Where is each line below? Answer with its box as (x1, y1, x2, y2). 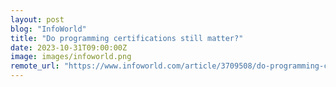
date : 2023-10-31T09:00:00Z (10, 42, 128, 53)
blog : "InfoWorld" (10, 24, 87, 34)
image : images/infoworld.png (10, 52, 132, 62)
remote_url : (10, 61, 60, 71)
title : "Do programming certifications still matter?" (10, 33, 244, 43)
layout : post (10, 14, 65, 25)
